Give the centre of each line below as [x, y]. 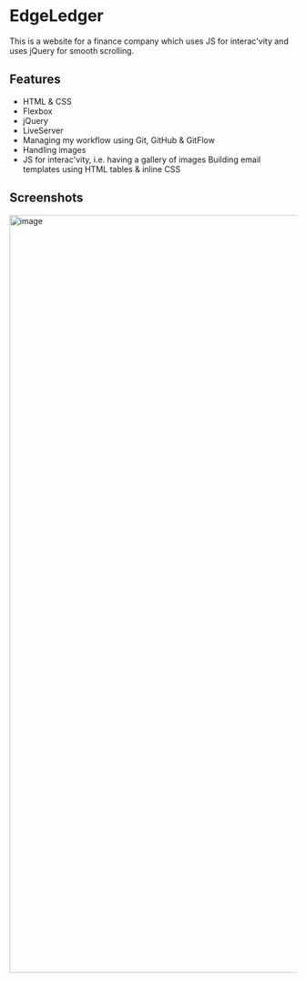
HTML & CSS [47, 101]
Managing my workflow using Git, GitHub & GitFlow [119, 140]
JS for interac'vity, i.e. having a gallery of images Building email [142, 159]
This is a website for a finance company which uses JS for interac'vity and [149, 41]
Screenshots [46, 198]
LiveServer [43, 130]
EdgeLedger [56, 16]
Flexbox [37, 111]
